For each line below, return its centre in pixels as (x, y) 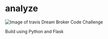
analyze (22, 9)
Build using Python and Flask (34, 31)
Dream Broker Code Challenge (72, 22)
